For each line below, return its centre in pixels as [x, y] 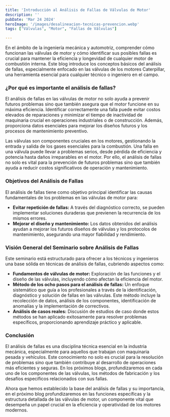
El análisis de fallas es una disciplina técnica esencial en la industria [76, 346]
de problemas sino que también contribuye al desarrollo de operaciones [81, 363]
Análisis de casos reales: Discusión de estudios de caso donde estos [86, 311]
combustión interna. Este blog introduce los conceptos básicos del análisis [83, 64]
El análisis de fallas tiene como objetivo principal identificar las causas [79, 192]
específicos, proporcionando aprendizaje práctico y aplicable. [77, 322]
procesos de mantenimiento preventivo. [47, 131]
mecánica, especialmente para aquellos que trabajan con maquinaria [77, 352]
